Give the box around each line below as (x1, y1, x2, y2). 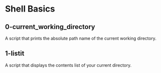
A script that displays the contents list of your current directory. (5, 62, 132, 68)
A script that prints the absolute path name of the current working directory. (5, 35, 157, 41)
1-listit (5, 49, 25, 58)
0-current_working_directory (5, 23, 96, 31)
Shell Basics (5, 3, 55, 15)
